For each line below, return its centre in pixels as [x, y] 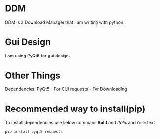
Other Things [33, 75]
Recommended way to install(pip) [75, 109]
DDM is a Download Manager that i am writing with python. [65, 22]
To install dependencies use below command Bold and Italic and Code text [80, 122]
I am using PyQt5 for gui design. [38, 56]
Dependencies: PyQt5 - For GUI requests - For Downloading [66, 89]
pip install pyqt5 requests [34, 131]
